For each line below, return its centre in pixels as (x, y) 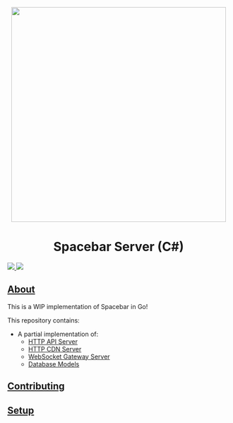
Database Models (54, 364)
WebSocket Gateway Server (69, 357)
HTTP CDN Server (55, 349)
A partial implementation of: (58, 334)
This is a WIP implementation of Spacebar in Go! (78, 306)
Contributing (36, 387)
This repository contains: (43, 320)
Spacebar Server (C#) (119, 247)
